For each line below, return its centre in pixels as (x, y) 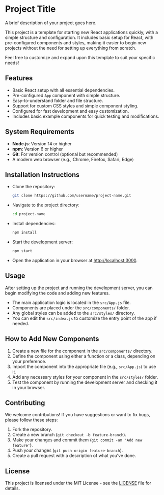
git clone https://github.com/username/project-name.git (72, 196)
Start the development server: (42, 242)
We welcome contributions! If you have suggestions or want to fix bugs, (78, 415)
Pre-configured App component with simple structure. (66, 95)
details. (13, 488)
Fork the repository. (32, 429)
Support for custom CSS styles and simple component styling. (75, 106)
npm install (24, 232)
